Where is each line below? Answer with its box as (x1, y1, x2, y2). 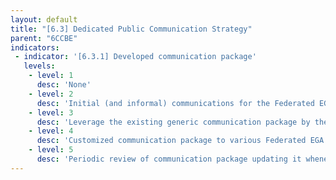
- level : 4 (28, 126, 74, 136)
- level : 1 (28, 71, 74, 81)
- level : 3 (28, 107, 74, 118)
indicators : (10, 42, 60, 53)
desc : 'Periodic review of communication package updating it (36, 154, 302, 164)
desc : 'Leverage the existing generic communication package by (36, 117, 311, 127)
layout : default (10, 14, 78, 25)
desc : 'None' (36, 80, 92, 90)
